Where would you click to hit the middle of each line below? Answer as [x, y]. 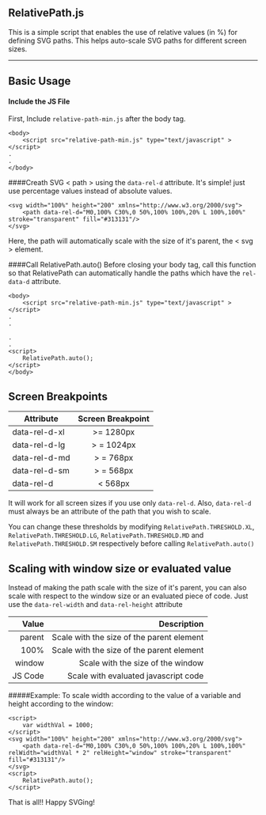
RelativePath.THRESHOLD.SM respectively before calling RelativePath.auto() [131, 544]
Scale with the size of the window [141, 663]
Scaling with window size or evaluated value [120, 569]
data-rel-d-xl [38, 432]
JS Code [28, 676]
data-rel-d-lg [39, 445]
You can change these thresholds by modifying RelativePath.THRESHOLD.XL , [131, 527]
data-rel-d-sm [41, 471]
